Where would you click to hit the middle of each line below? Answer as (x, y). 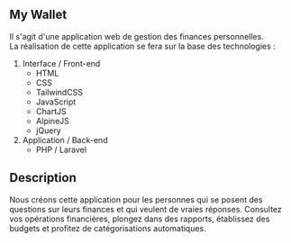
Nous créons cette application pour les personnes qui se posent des (136, 199)
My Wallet (38, 15)
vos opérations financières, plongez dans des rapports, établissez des (140, 219)
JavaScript (56, 102)
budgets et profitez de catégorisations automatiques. (108, 228)
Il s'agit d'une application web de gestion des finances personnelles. (136, 36)
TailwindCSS (59, 92)
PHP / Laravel (61, 149)
